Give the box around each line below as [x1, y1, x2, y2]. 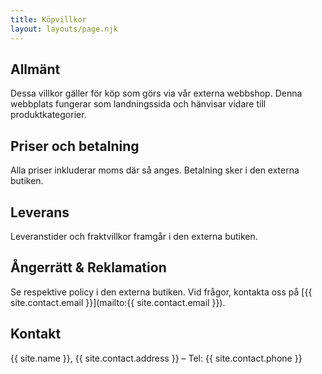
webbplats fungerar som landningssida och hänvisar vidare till [10, 98, 267, 110]
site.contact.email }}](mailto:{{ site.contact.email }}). [10, 296, 226, 308]
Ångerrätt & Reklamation [10, 259, 167, 276]
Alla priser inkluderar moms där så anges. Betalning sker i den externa [10, 164, 300, 176]
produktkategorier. [10, 109, 87, 121]
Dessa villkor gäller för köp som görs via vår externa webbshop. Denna [10, 87, 303, 100]
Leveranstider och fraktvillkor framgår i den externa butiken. [10, 230, 258, 242]
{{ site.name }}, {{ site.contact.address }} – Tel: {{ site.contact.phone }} [10, 352, 303, 364]
